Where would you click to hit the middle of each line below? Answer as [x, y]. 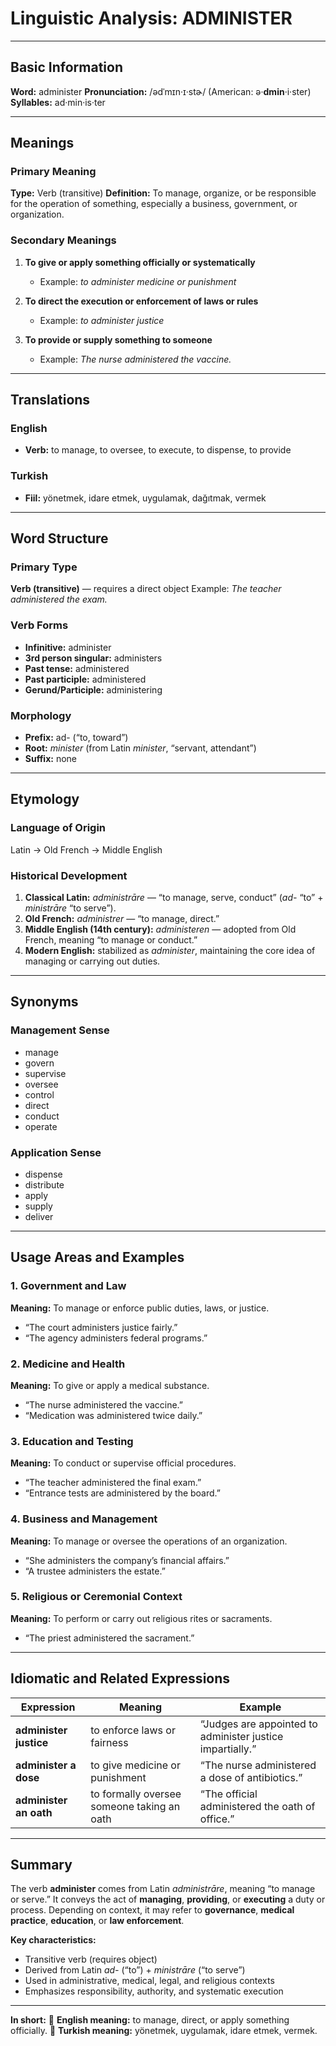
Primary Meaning [53, 172]
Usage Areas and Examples [97, 1257]
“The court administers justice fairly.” [101, 1327]
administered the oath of [257, 1806]
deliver [39, 1216]
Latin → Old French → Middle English [86, 849]
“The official [228, 1794]
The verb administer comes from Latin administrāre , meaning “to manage [163, 1889]
